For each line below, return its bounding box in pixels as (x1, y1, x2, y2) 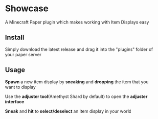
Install (5, 33, 24, 42)
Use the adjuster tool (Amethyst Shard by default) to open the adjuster (5, 94, 148, 99)
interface (5, 98, 24, 104)
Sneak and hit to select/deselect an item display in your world (5, 108, 132, 114)
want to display (5, 84, 36, 90)
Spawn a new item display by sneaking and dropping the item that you (5, 79, 149, 85)
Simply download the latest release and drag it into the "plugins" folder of (5, 46, 153, 52)
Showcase (5, 3, 49, 14)
